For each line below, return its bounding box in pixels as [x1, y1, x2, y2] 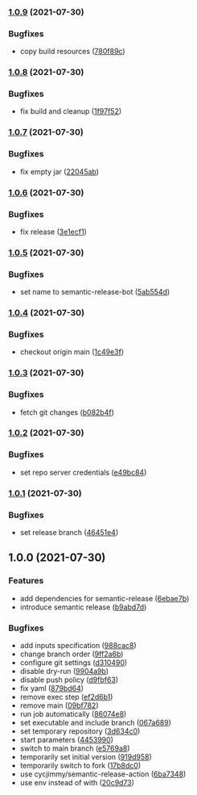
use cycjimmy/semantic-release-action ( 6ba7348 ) [19, 769, 187, 779]
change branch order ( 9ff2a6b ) [19, 649, 124, 659]
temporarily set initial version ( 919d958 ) [19, 751, 153, 761]
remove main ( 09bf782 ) [19, 701, 99, 710]
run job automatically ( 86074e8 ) [19, 709, 127, 718]
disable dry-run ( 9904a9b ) [19, 666, 109, 676]
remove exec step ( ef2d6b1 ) [19, 692, 113, 701]
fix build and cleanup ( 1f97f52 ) [19, 107, 122, 116]
